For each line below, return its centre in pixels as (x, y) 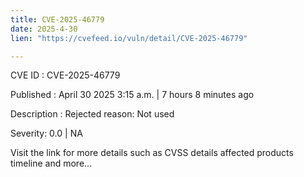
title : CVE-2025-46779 (57, 19)
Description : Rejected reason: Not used (92, 114)
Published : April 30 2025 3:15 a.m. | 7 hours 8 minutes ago (132, 95)
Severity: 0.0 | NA (46, 133)
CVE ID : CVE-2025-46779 (65, 75)
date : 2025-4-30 (44, 29)
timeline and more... (51, 163)
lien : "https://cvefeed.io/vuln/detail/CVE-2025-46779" (129, 38)
